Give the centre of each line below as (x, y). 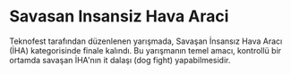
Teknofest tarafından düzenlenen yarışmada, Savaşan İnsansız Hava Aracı (146, 41)
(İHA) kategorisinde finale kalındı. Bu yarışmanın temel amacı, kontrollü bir (145, 50)
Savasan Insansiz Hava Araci (119, 16)
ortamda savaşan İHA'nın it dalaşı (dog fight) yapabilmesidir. (120, 60)
